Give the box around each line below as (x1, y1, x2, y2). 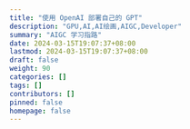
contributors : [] (9, 89, 75, 98)
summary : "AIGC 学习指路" (9, 30, 103, 39)
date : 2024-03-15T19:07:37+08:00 (9, 38, 136, 48)
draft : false (9, 55, 59, 64)
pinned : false (9, 97, 64, 107)
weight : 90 (9, 64, 51, 74)
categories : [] (9, 73, 67, 82)
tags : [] (9, 81, 43, 90)
